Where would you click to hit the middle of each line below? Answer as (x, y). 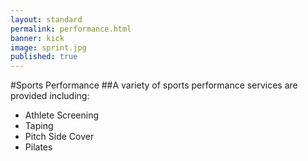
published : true (44, 57)
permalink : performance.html (71, 29)
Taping (39, 126)
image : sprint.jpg (48, 47)
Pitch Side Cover (59, 137)
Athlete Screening (61, 115)
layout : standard (46, 19)
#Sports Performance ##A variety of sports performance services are (154, 85)
